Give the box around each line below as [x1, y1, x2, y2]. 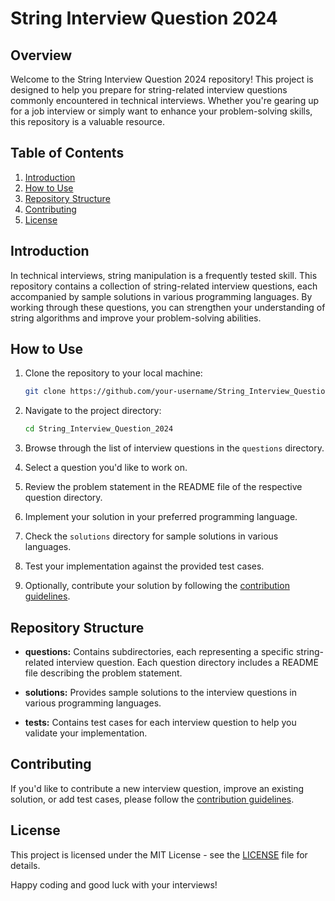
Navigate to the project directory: [24, 405, 162, 417]
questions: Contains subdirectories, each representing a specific [24, 646, 294, 657]
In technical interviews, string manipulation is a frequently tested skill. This [10, 269, 318, 281]
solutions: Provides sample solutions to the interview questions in [24, 687, 297, 698]
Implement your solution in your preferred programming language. [24, 511, 298, 523]
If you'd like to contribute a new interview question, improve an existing [10, 782, 305, 794]
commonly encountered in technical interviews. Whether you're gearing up [10, 95, 320, 106]
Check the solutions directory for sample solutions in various [24, 530, 279, 542]
